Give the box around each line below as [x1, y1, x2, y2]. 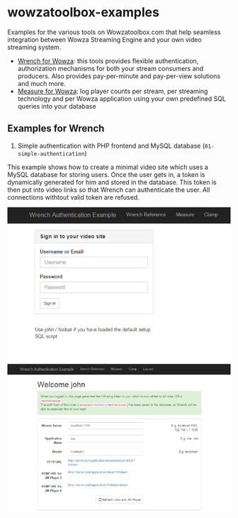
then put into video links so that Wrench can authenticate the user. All [7, 185, 210, 194]
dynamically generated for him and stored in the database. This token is [7, 178, 217, 186]
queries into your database [17, 102, 97, 110]
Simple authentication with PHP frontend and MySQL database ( [17, 141, 205, 150]
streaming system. [7, 43, 62, 51]
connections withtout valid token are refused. [7, 193, 140, 201]
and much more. [17, 79, 66, 87]
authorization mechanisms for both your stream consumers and [17, 64, 204, 72]
